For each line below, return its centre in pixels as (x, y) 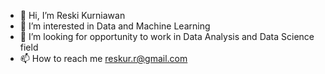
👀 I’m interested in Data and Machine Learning (115, 26)
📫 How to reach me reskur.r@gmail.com (103, 58)
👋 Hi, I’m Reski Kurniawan (72, 15)
